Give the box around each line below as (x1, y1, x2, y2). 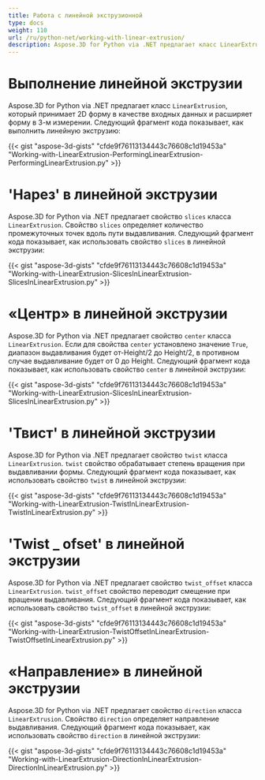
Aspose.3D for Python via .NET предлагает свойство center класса (8, 330, 231, 340)
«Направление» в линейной (8, 663, 203, 681)
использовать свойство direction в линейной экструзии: (8, 730, 201, 740)
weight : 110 (8, 26, 47, 34)
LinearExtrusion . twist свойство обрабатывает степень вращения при (8, 458, 245, 468)
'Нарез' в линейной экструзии (8, 186, 218, 203)
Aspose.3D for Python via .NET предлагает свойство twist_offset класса (8, 577, 252, 588)
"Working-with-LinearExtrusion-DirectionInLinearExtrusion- (8, 754, 203, 763)
